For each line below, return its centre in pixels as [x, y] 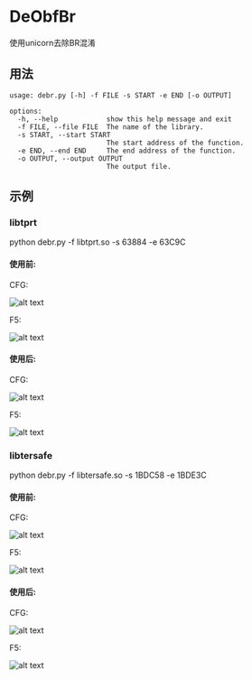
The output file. [139, 166]
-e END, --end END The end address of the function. [127, 151]
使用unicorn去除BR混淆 [53, 42]
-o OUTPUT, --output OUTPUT [70, 158]
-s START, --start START [64, 135]
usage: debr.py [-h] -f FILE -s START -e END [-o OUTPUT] [121, 95]
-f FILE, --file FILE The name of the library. [111, 127]
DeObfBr [43, 17]
